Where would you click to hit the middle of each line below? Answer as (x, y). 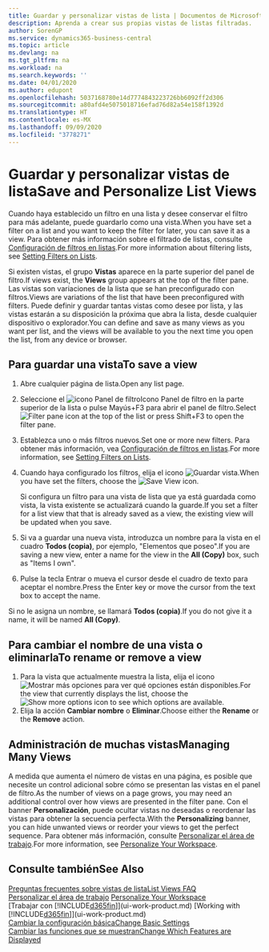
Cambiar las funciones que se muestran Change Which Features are (120, 931)
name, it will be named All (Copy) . (64, 620)
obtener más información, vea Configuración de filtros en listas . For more (140, 449)
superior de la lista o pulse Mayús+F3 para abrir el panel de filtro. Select (138, 408)
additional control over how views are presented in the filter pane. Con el (128, 802)
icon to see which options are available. (159, 702)
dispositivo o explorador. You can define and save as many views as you (127, 322)
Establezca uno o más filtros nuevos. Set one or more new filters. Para (135, 440)
